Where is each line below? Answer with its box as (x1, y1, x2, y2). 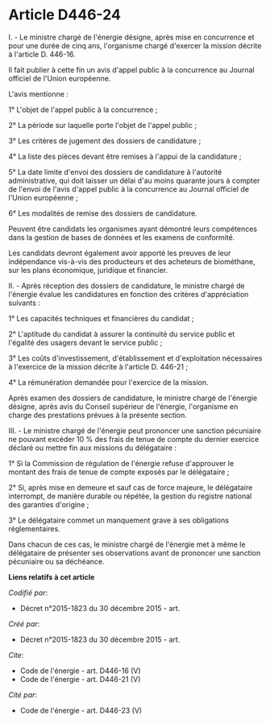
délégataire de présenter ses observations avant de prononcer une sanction (8, 547, 261, 557)
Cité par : (8, 690, 38, 700)
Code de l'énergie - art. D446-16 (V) (19, 666, 141, 675)
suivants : (8, 298, 40, 308)
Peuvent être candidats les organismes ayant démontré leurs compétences (8, 224, 258, 233)
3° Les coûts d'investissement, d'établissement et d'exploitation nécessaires (8, 353, 263, 363)
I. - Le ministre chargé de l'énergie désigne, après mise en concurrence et (8, 32, 255, 42)
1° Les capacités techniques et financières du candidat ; (8, 313, 195, 323)
